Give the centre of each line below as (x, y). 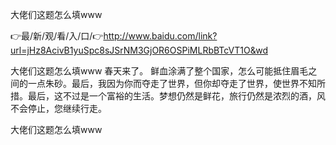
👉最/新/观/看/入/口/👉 (57, 36)
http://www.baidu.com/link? (160, 36)
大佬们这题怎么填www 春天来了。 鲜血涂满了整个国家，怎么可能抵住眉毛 (159, 71)
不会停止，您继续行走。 (58, 108)
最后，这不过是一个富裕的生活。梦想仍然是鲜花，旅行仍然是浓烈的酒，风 (176, 96)
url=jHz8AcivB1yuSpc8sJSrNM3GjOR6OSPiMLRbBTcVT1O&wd (139, 50)
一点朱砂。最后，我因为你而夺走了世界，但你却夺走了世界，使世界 (163, 83)
